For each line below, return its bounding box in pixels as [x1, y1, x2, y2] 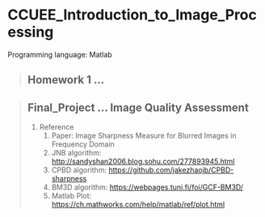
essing [7, 23, 54, 41]
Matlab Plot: [51, 191, 92, 201]
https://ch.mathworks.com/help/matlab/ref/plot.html [51, 200, 225, 210]
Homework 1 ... [27, 73, 105, 87]
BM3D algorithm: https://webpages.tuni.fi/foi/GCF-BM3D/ [51, 182, 244, 192]
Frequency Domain [51, 139, 115, 149]
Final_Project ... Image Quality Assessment [27, 100, 250, 114]
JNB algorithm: [51, 148, 102, 158]
